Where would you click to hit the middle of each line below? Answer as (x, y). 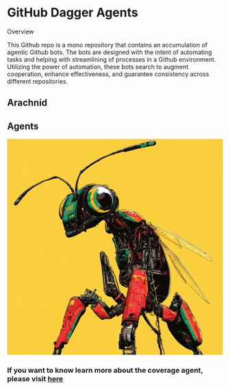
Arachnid (27, 103)
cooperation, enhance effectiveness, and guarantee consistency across (108, 74)
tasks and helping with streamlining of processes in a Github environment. (112, 59)
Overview (21, 32)
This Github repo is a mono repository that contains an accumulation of (107, 45)
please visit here (35, 379)
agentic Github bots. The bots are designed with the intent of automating (110, 52)
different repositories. (38, 81)
